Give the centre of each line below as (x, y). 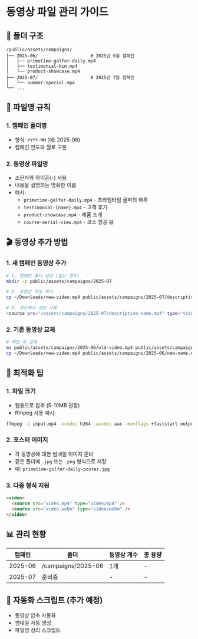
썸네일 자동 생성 (33, 623)
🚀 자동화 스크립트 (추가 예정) (55, 600)
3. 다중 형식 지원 (28, 485)
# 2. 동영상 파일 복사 (29, 292)
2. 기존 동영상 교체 (31, 330)
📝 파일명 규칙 (29, 108)
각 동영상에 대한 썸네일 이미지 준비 (54, 454)
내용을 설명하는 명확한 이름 (45, 185)
